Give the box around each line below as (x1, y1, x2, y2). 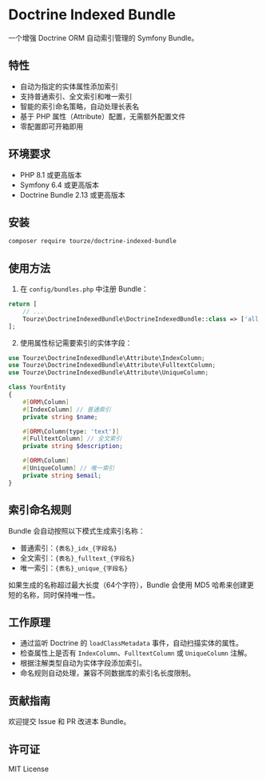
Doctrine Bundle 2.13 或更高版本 (19, 190, 125, 199)
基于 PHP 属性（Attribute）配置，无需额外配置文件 (19, 111, 186, 121)
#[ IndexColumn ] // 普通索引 (22, 406, 112, 414)
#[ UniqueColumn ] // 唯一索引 (22, 464, 115, 473)
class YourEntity (8, 383, 66, 391)
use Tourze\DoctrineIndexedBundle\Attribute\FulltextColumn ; (8, 362, 216, 370)
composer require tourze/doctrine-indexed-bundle (8, 238, 177, 246)
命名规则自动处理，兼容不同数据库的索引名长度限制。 (19, 668, 196, 678)
